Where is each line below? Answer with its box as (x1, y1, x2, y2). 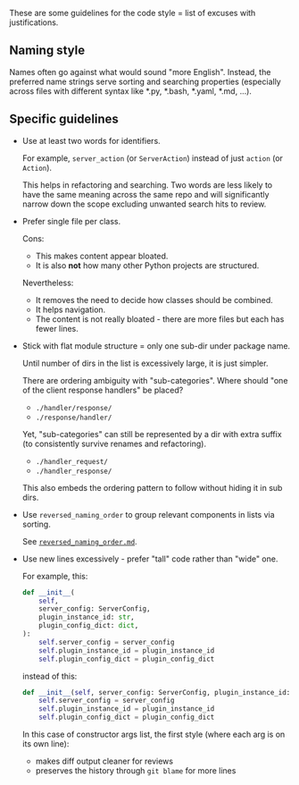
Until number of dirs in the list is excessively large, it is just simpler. (21, 358, 269, 368)
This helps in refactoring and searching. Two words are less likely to (21, 179, 273, 190)
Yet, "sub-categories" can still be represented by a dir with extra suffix (21, 428, 283, 439)
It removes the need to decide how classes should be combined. (35, 294, 274, 305)
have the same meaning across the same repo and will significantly (21, 189, 270, 199)
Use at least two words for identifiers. (21, 135, 161, 146)
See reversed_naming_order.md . (21, 536, 137, 546)
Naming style (9, 43, 86, 58)
